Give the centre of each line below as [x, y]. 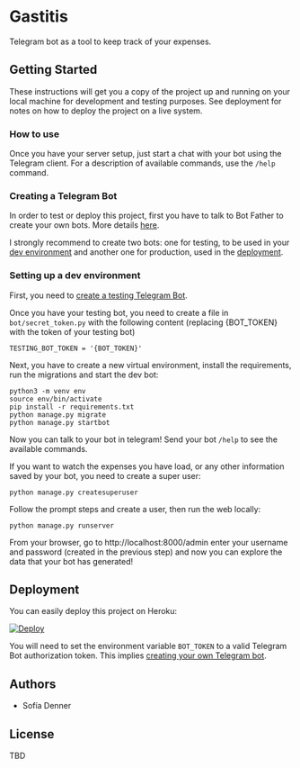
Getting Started [53, 70]
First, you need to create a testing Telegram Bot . [99, 295]
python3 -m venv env [48, 391]
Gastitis [39, 17]
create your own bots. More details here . [84, 225]
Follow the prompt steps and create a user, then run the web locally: [135, 509]
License [32, 734]
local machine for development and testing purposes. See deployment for [146, 101]
